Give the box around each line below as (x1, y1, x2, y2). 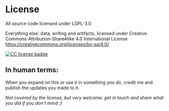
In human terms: (5, 66, 59, 74)
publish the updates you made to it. (5, 85, 80, 91)
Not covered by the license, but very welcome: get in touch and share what (5, 94, 164, 100)
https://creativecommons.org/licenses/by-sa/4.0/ (5, 41, 109, 47)
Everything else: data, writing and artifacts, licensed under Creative (5, 30, 147, 36)
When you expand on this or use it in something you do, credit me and (5, 79, 153, 85)
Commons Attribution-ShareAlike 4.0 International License (5, 36, 128, 42)
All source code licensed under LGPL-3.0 (5, 20, 92, 26)
